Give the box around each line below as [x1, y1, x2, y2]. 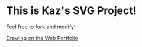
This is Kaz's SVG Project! [6, 4, 137, 17]
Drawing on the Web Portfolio [6, 34, 78, 41]
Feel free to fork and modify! [6, 23, 76, 30]
